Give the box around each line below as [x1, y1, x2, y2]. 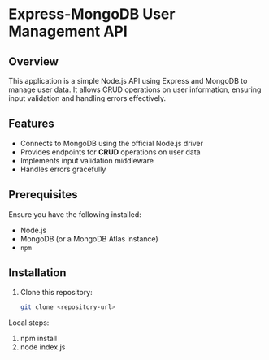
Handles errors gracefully [20, 164, 106, 174]
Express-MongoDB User [8, 5, 176, 24]
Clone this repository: [20, 288, 93, 297]
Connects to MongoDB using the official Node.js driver [20, 138, 203, 148]
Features [8, 117, 54, 131]
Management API [8, 22, 128, 41]
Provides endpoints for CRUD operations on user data [20, 147, 201, 157]
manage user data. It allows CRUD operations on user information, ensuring [8, 85, 262, 94]
